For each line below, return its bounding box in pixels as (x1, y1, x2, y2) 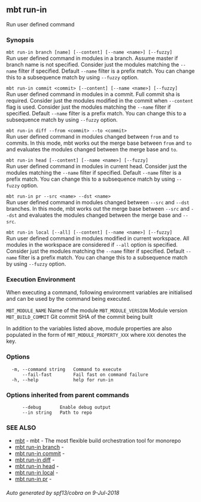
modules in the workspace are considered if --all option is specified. (6, 241, 178, 249)
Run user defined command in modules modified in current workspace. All (6, 235, 190, 242)
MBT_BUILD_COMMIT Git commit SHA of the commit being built (6, 313, 153, 321)
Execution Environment (6, 276, 76, 284)
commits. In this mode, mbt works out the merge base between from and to (6, 139, 192, 147)
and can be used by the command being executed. (6, 295, 132, 303)
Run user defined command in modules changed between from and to (6, 133, 179, 141)
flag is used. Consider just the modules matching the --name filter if (6, 103, 172, 110)
